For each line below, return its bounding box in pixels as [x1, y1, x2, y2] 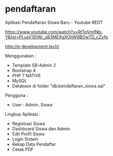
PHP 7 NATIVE [12, 72, 41, 78]
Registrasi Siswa [12, 121, 45, 126]
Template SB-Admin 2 [12, 62, 56, 68]
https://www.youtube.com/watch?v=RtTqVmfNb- [5, 29, 103, 35]
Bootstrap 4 [12, 67, 36, 73]
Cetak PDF [12, 146, 34, 152]
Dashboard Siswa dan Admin [12, 125, 70, 132]
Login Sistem [12, 136, 38, 142]
